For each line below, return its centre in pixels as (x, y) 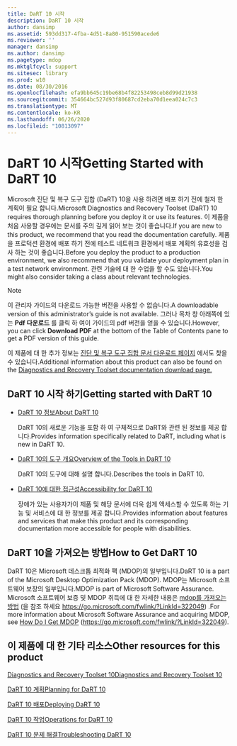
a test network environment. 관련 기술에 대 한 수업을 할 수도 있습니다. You (110, 269)
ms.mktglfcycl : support (42, 67)
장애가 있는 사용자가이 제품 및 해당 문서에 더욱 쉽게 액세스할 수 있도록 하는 (119, 504)
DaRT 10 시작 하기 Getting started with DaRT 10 (110, 394)
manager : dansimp (33, 47)
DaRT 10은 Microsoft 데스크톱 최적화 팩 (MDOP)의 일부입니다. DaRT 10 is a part (118, 571)
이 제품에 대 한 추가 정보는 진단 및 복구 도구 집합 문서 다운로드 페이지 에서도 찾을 (117, 353)
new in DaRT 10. (41, 445)
